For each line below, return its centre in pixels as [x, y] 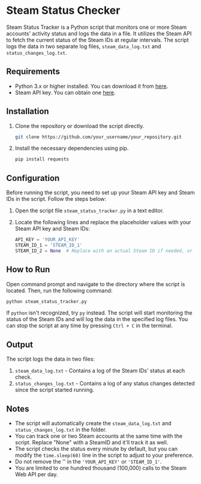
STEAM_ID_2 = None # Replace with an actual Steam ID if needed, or [104, 251]
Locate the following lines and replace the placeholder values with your [103, 222]
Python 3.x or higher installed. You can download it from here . [91, 86]
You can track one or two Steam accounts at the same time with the [99, 436]
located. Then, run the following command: [59, 290]
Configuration [33, 178]
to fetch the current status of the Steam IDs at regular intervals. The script [97, 40]
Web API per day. [36, 474]
